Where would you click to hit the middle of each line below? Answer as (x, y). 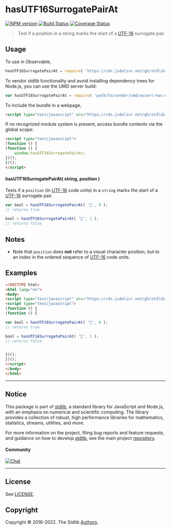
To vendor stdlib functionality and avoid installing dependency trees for (80, 80)
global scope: (20, 130)
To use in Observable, (28, 62)
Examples (21, 273)
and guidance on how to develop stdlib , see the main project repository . (81, 438)
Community (18, 450)
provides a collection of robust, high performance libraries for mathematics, (85, 417)
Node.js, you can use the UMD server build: (51, 86)
